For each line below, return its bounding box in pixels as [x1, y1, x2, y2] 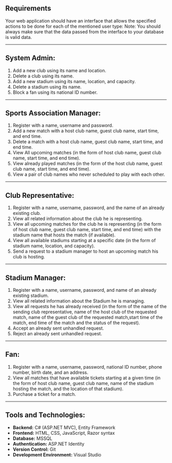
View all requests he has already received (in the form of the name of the [12, 304, 167, 310]
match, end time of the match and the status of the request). [12, 320, 140, 326]
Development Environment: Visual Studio [12, 451, 101, 458]
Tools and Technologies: [5, 411, 85, 419]
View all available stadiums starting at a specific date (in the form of [12, 237, 156, 244]
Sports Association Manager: [5, 109, 101, 117]
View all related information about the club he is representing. [12, 215, 143, 222]
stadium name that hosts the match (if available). [12, 232, 116, 238]
